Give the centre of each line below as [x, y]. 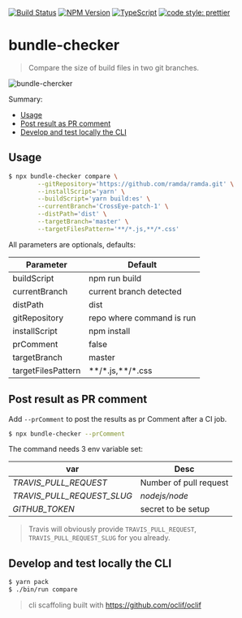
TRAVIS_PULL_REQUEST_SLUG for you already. [99, 538]
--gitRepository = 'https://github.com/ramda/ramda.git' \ [136, 184]
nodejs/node [164, 496]
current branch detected [135, 291]
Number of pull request [184, 483]
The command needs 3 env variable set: [76, 449]
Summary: [26, 99]
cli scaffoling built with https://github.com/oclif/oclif [115, 605]
